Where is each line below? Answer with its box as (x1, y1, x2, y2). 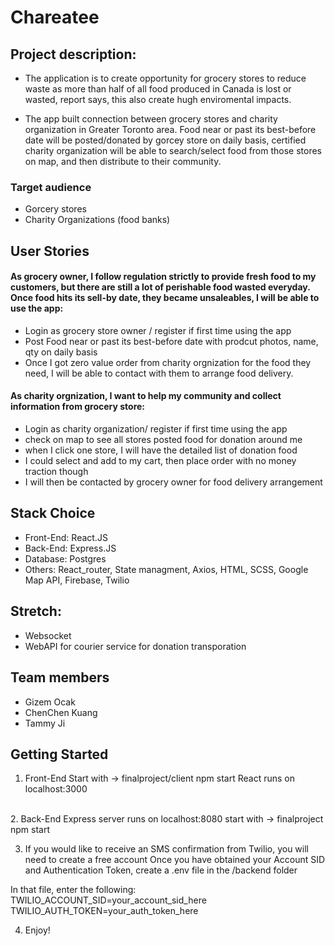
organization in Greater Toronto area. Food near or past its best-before (24, 124, 317, 135)
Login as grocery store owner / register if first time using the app (24, 324, 292, 336)
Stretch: (10, 603, 62, 620)
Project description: (10, 46, 137, 63)
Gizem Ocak (24, 696, 76, 708)
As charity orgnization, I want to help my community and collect (10, 390, 282, 402)
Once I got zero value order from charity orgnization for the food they (24, 356, 312, 368)
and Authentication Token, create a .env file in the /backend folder (24, 864, 298, 876)
